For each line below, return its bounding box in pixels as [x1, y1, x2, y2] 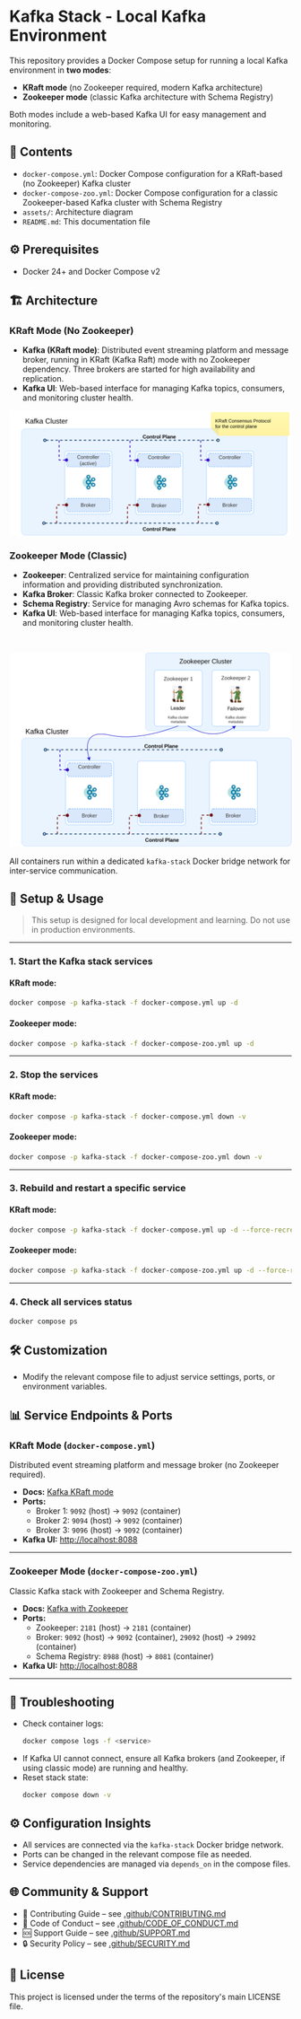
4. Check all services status [9, 1295, 133, 1308]
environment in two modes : [9, 65, 112, 75]
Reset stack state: [21, 1772, 89, 1783]
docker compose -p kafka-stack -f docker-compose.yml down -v [9, 1111, 246, 1121]
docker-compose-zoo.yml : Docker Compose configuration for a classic [21, 187, 279, 198]
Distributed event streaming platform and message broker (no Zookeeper [9, 1460, 279, 1470]
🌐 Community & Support [9, 1884, 150, 1900]
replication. [21, 373, 64, 384]
